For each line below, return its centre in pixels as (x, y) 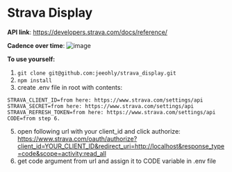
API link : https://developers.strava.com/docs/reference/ (88, 32)
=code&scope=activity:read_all (61, 153)
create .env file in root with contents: (70, 87)
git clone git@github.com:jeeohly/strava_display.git (97, 73)
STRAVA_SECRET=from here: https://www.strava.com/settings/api (101, 106)
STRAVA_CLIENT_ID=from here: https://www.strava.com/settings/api (105, 100)
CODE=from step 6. (34, 118)
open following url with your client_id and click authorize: (99, 131)
